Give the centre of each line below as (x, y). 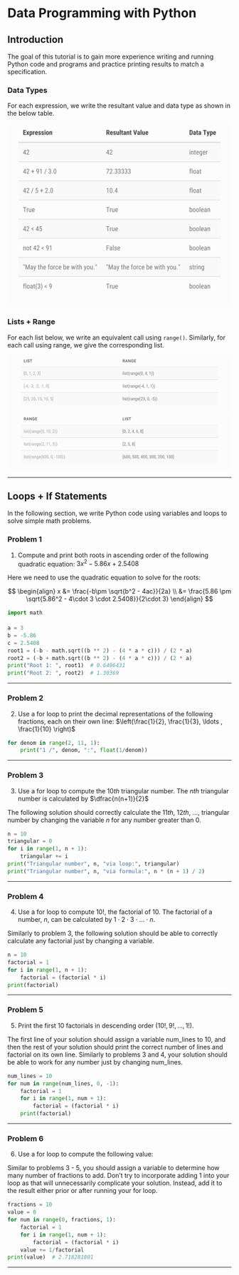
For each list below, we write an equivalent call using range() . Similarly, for (117, 337)
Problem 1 (25, 539)
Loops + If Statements (57, 496)
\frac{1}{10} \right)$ (47, 728)
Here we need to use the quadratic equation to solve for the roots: (104, 578)
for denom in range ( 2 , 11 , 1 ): (54, 743)
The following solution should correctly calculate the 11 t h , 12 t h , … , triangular (118, 812)
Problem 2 (26, 699)
